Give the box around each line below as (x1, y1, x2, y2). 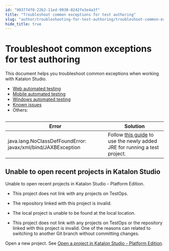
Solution (124, 123, 145, 130)
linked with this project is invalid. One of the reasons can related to (12, 225, 151, 231)
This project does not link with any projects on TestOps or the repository (12, 220, 162, 226)
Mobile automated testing (12, 91, 66, 97)
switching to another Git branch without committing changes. (12, 230, 140, 236)
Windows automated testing (12, 96, 71, 102)
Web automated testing (12, 86, 61, 92)
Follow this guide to (108, 132, 154, 139)
